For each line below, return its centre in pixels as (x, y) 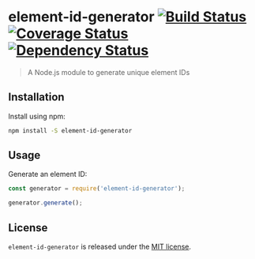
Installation (36, 98)
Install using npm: (37, 116)
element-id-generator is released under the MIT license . (100, 246)
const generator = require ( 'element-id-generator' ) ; (97, 189)
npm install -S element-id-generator (70, 130)
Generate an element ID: (48, 175)
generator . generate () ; (45, 203)
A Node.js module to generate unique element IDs (109, 72)
